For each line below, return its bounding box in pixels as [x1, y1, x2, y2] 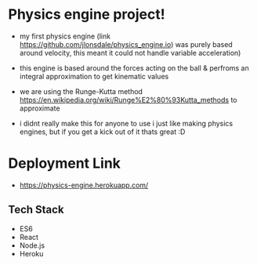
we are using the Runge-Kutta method [19, 86, 143, 96]
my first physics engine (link [19, 31, 111, 41]
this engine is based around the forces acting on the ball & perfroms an [19, 63, 249, 72]
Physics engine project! [8, 5, 166, 24]
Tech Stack [8, 203, 64, 216]
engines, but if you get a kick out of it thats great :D [19, 127, 186, 136]
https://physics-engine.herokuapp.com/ [19, 180, 149, 190]
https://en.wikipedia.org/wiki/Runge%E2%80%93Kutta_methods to [19, 95, 237, 104]
